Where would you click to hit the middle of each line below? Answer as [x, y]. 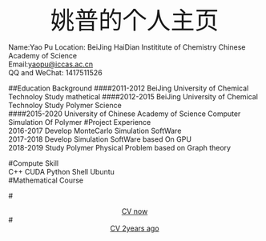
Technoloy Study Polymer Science [65, 105]
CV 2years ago [135, 228]
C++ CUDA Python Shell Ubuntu [61, 172]
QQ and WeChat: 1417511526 [55, 72]
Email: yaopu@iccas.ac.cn [51, 64]
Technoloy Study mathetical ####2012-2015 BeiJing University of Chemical [133, 96]
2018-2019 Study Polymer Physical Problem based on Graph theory [119, 148]
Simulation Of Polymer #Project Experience [80, 122]
